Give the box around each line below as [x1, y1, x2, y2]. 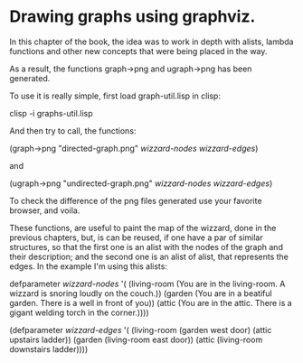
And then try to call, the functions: [9, 125, 137, 136]
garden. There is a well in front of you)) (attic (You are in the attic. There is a [9, 297, 292, 308]
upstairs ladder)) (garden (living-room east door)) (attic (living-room [9, 334, 263, 345]
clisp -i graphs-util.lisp [9, 107, 93, 118]
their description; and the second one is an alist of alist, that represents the [9, 251, 289, 262]
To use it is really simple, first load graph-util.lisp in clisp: [9, 90, 222, 101]
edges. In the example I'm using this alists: [9, 260, 167, 272]
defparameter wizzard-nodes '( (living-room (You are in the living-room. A [9, 278, 286, 289]
